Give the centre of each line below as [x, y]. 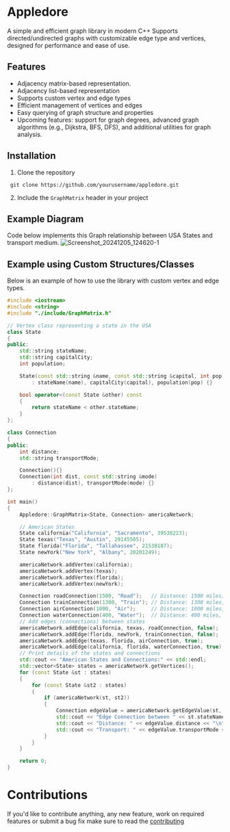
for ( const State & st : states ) [65, 672]
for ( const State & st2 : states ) [79, 685]
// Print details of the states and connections [90, 653]
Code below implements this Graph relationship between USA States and [110, 235]
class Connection [32, 433]
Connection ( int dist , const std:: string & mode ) [88, 477]
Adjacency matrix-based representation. [74, 83]
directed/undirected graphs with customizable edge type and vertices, [106, 38]
